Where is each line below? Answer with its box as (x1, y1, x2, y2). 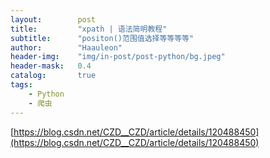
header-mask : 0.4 (10, 61, 92, 71)
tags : (10, 80, 33, 90)
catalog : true (10, 71, 97, 81)
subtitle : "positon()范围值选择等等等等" (10, 33, 195, 43)
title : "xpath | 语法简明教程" (10, 24, 168, 34)
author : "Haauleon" (10, 42, 123, 53)
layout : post (10, 14, 97, 25)
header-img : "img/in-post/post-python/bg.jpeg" (10, 52, 226, 62)
